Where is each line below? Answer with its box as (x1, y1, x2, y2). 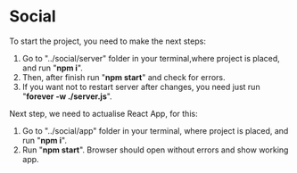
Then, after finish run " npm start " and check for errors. (21, 71, 226, 82)
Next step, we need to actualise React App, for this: (9, 108, 198, 119)
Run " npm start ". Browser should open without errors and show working (21, 144, 289, 155)
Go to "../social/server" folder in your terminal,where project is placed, (21, 53, 281, 63)
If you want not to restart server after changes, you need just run (21, 81, 260, 92)
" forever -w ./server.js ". (21, 91, 113, 102)
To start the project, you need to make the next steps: (9, 36, 207, 46)
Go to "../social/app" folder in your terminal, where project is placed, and (21, 125, 289, 136)
